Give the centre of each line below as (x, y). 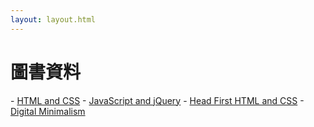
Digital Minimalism (48, 111)
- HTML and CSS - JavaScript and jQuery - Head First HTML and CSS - (157, 100)
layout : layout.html (53, 19)
